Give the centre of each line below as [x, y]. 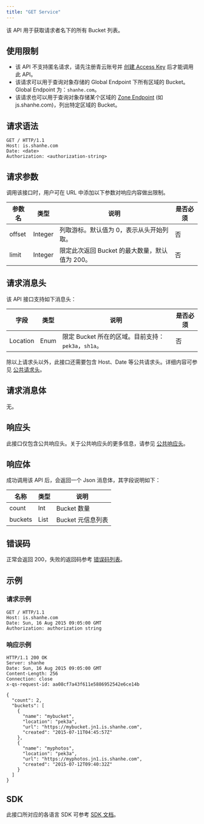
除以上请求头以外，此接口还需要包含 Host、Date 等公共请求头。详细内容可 [99, 362]
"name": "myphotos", [48, 748]
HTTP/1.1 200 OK [27, 658]
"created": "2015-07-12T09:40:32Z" [67, 765]
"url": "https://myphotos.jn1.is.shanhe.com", [82, 759]
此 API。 [25, 74]
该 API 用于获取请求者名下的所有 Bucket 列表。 [65, 30]
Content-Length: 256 [32, 674]
